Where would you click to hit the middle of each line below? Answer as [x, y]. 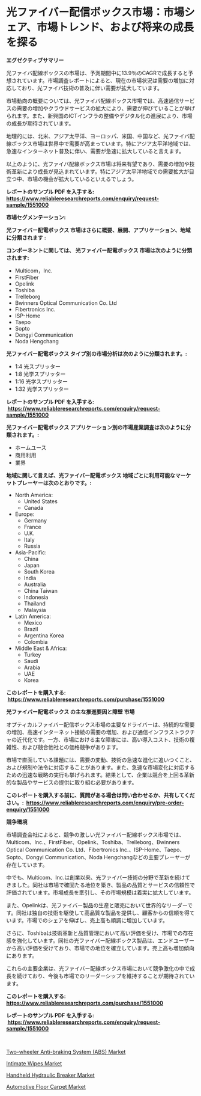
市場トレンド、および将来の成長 [115, 27]
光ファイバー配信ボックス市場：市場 [95, 12]
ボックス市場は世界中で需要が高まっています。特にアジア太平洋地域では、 [103, 143]
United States [41, 501]
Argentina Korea [44, 635]
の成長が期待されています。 [40, 123]
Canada [34, 507]
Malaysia [35, 610]
